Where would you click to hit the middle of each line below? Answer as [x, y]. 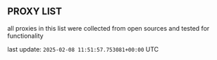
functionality [25, 36]
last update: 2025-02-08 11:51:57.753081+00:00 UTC [83, 49]
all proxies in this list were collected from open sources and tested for [108, 28]
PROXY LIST [35, 12]
